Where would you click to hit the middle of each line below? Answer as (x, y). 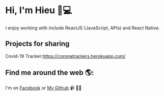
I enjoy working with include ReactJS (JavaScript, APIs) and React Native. (83, 28)
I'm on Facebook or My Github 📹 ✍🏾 (44, 88)
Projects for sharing (37, 44)
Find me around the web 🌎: (50, 73)
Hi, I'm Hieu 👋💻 (39, 10)
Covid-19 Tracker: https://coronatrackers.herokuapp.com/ (65, 56)
